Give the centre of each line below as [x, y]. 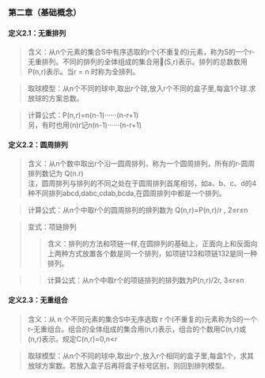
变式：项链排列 [52, 227]
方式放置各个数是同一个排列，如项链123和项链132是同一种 [163, 254]
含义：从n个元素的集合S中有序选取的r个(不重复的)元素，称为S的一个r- [141, 52]
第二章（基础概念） [45, 12]
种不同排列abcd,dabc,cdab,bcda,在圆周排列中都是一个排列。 [127, 193]
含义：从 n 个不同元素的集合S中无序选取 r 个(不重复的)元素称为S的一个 [142, 319]
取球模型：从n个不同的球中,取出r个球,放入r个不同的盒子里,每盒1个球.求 [142, 89]
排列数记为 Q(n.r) [56, 174]
